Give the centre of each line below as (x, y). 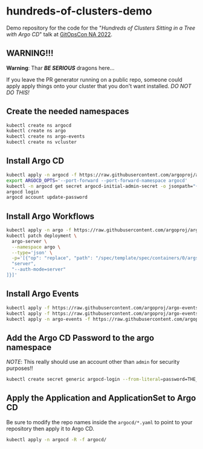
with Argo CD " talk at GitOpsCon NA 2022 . (60, 34)
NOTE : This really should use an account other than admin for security (93, 362)
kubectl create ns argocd (39, 125)
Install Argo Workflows (50, 216)
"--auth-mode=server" (39, 270)
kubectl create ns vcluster (42, 142)
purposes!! (20, 368)
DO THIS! (18, 92)
